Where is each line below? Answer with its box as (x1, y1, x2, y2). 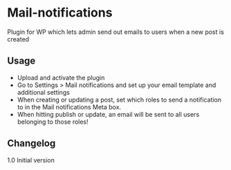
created (7, 35, 30, 43)
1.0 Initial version (7, 155, 55, 164)
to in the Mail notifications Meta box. (17, 102, 122, 111)
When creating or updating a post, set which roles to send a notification (17, 95, 222, 104)
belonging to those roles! (17, 117, 89, 126)
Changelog (7, 138, 56, 149)
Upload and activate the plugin (17, 73, 105, 82)
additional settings (17, 88, 71, 96)
